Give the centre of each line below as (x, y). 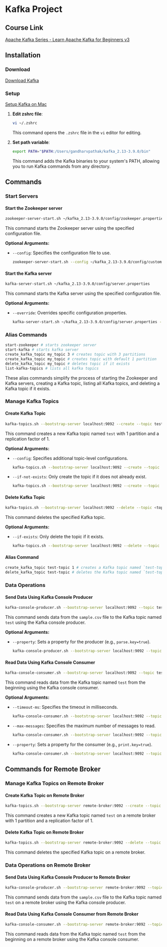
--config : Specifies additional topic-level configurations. (70, 458)
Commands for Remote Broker (53, 769)
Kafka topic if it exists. (28, 389)
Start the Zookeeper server (34, 208)
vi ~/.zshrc (25, 123)
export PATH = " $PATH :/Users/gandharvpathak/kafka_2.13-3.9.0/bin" (81, 151)
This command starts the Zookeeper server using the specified (70, 228)
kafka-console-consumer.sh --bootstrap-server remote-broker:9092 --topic (84, 925)
